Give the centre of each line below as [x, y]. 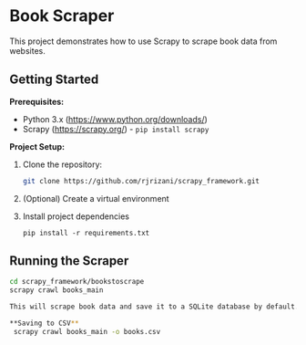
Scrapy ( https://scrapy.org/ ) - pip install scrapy [116, 129]
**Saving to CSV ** [44, 324]
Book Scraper [62, 16]
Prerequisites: [37, 101]
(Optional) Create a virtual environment [96, 198]
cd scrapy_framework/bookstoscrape [77, 282]
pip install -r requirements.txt [86, 233]
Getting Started [54, 80]
